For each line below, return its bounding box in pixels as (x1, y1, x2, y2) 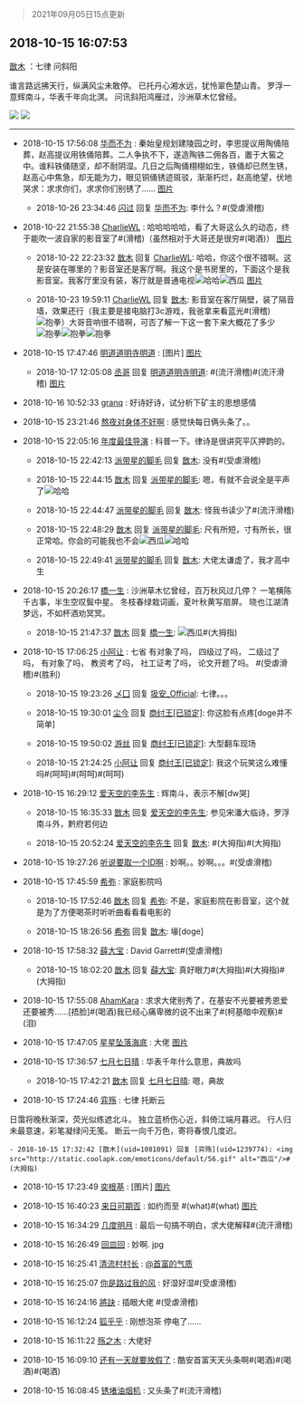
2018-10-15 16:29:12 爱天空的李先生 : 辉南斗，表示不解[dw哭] (22, 787, 251, 798)
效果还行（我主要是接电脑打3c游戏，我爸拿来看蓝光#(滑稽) (52, 305, 271, 316)
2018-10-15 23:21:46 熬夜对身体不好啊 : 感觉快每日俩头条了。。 (22, 416, 255, 427)
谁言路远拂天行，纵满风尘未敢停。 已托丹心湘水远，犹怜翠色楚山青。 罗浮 (9, 80, 283, 91)
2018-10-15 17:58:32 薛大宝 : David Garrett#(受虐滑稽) (22, 945, 223, 956)
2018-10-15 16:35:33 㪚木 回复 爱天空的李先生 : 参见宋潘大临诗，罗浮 (35, 806, 290, 818)
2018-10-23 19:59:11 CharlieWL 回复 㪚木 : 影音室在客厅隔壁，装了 (35, 293, 279, 304)
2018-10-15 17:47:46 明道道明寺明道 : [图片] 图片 (22, 347, 203, 358)
